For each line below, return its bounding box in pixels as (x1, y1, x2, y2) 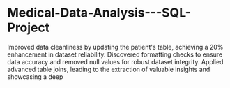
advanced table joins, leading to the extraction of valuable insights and (7, 65, 210, 73)
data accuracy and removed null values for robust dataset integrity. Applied (7, 57, 224, 66)
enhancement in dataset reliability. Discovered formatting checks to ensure (7, 50, 223, 59)
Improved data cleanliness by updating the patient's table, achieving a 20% (7, 43, 224, 51)
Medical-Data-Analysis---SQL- (7, 5, 192, 21)
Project (7, 20, 50, 36)
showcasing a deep (7, 72, 63, 81)
